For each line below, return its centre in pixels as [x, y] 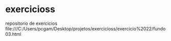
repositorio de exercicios [31, 23]
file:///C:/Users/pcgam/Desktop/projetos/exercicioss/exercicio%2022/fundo [86, 28]
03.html [13, 34]
